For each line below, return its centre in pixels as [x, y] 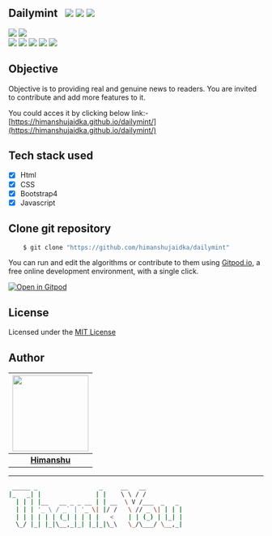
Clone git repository [60, 229]
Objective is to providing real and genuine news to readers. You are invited [133, 88]
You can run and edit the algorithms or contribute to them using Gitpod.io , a [134, 263]
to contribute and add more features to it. [77, 97]
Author [26, 357]
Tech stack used [51, 156]
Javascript [38, 203]
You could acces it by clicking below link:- [79, 113]
